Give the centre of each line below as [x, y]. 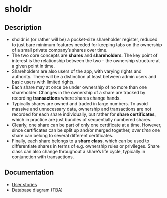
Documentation [29, 173]
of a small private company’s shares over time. [60, 50]
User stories [24, 184]
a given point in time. [33, 66]
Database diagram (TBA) [37, 190]
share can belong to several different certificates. [62, 135]
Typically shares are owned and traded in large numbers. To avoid [80, 103]
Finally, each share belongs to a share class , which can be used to [80, 141]
